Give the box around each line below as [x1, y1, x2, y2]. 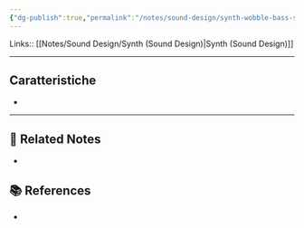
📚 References [9, 183, 91, 198]
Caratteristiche [9, 73, 97, 89]
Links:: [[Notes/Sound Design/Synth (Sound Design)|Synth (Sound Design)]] [9, 38, 294, 49]
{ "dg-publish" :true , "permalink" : [9, 13, 136, 23]
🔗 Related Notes [9, 131, 101, 147]
